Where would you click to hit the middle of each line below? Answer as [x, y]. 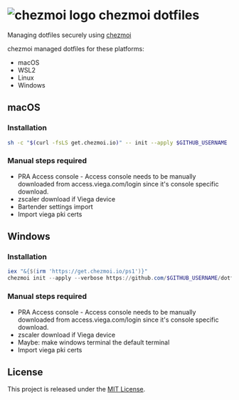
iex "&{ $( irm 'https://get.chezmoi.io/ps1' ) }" [78, 272]
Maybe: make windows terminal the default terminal [94, 342]
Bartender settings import [55, 206]
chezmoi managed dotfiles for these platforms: [76, 48]
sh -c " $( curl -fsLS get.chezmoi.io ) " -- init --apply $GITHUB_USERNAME [117, 142]
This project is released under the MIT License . [76, 389]
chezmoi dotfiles [149, 15]
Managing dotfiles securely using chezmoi [69, 35]
